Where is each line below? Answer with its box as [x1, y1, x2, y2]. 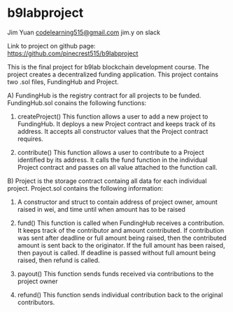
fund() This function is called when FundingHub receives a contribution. [17, 219, 225, 227]
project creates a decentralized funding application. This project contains [7, 70, 219, 79]
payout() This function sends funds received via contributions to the [17, 269, 214, 278]
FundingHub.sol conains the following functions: [7, 98, 147, 107]
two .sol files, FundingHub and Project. [7, 77, 119, 86]
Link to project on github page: [7, 41, 96, 50]
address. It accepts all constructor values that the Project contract [17, 127, 209, 135]
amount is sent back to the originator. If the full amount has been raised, [17, 240, 225, 250]
